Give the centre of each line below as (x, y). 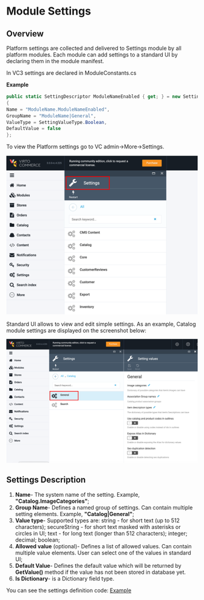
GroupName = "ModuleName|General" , (51, 116)
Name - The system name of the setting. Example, (77, 494)
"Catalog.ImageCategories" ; (52, 501)
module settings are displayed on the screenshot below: (76, 331)
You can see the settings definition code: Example (69, 590)
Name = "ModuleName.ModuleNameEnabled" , (58, 109)
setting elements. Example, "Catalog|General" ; (75, 514)
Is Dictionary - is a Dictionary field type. (65, 578)
